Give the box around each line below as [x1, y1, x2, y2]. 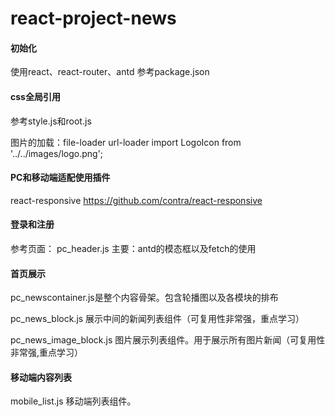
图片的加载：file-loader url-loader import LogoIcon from [10, 136, 242, 148]
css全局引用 [10, 90, 61, 102]
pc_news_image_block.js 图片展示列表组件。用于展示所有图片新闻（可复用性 [10, 334, 326, 346]
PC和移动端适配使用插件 [10, 172, 111, 184]
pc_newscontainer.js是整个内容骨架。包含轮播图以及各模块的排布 [10, 292, 279, 304]
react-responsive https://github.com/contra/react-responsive [10, 194, 263, 206]
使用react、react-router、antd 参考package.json [10, 66, 210, 78]
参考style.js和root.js [10, 115, 92, 127]
